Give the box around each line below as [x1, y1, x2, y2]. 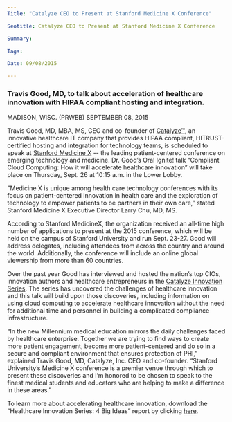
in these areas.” [7, 386, 52, 394]
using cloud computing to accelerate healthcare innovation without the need [7, 299, 225, 308]
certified [7, 141, 31, 149]
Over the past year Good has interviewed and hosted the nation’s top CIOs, [7, 270, 221, 278]
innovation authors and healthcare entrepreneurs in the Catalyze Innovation [7, 277, 223, 286]
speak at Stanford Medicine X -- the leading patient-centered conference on [7, 149, 226, 157]
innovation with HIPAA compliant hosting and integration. [7, 98, 205, 107]
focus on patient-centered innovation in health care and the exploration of [7, 192, 218, 200]
